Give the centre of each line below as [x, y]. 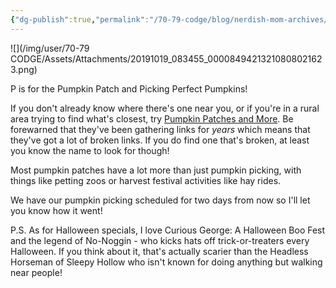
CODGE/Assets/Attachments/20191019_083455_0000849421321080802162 [166, 58]
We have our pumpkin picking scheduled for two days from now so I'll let [160, 200]
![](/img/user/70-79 [50, 48]
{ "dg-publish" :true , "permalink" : [80, 19]
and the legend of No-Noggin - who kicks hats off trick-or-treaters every [160, 240]
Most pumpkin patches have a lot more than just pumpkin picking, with [156, 170]
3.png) [24, 69]
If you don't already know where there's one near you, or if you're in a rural [165, 108]
